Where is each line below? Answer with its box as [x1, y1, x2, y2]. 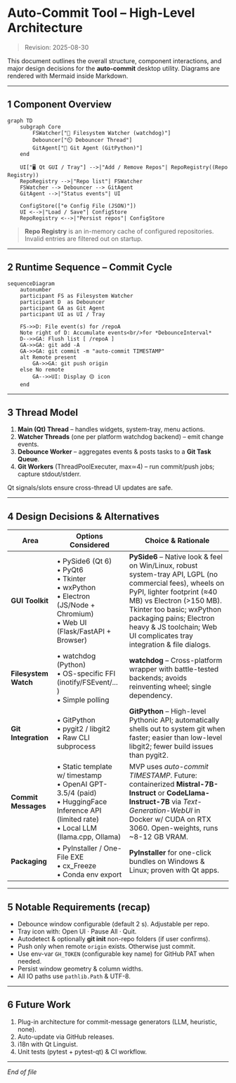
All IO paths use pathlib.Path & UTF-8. [17, 972, 131, 980]
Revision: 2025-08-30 [24, 43, 89, 51]
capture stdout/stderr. [17, 470, 81, 478]
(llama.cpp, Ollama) [56, 832, 122, 842]
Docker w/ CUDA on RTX [129, 815, 211, 825]
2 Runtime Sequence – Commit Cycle [7, 261, 173, 273]
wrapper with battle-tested [129, 664, 219, 674]
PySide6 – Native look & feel [129, 552, 223, 562]
